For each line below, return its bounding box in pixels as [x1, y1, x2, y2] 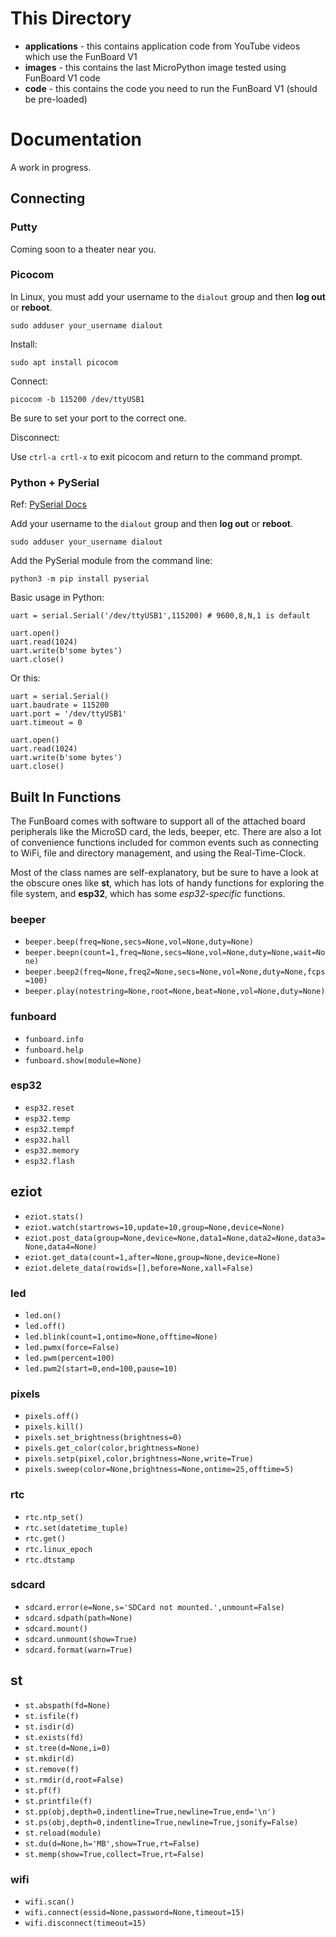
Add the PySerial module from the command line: [10, 555, 213, 567]
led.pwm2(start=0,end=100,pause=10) [24, 1363, 178, 1374]
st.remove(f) [24, 1764, 80, 1774]
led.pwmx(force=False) [24, 1342, 120, 1352]
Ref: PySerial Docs [10, 498, 87, 511]
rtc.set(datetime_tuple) [24, 1523, 129, 1533]
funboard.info [24, 1034, 84, 1044]
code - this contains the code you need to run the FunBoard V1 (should [24, 82, 318, 94]
